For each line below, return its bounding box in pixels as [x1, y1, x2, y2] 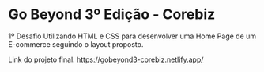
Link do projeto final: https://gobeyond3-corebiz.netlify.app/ [8, 55, 204, 64]
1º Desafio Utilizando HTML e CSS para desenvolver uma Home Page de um [8, 31, 257, 41]
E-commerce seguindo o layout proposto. [8, 39, 144, 49]
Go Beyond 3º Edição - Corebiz [8, 5, 216, 23]
